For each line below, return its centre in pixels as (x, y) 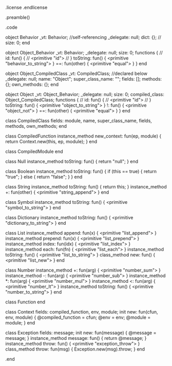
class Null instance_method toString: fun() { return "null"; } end (72, 161)
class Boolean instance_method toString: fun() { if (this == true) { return (81, 171)
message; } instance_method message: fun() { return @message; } (76, 338)
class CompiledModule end (34, 151)
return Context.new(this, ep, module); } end (51, 141)
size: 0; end (18, 43)
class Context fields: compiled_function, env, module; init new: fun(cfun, (82, 312)
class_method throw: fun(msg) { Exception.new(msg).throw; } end (75, 349)
